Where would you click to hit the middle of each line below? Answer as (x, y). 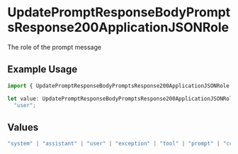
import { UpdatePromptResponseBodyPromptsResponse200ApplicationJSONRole (119, 86)
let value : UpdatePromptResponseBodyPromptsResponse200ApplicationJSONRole (121, 99)
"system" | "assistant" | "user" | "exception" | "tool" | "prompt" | (114, 144)
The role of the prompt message (54, 47)
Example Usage (42, 69)
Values (23, 127)
